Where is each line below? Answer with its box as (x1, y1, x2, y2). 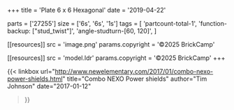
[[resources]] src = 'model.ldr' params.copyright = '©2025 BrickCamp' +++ (7, 54, 226, 62)
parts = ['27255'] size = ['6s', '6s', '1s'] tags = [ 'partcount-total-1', (7, 19, 198, 27)
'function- (198, 19, 227, 27)
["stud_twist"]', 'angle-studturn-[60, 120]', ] (32, 27, 157, 35)
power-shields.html (7, 74, 63, 83)
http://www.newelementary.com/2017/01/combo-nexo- (54, 68, 214, 75)
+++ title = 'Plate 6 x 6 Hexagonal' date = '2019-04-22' (7, 6, 166, 14)
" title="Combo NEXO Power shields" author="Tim (62, 74, 207, 83)
